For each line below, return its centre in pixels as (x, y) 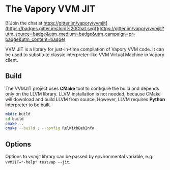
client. (12, 60)
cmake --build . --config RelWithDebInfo (50, 128)
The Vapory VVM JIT (50, 9)
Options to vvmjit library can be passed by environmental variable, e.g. (79, 157)
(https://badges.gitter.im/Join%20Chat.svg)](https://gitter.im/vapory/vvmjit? (85, 28)
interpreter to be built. (28, 105)
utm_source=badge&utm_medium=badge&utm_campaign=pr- (70, 34)
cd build (15, 119)
